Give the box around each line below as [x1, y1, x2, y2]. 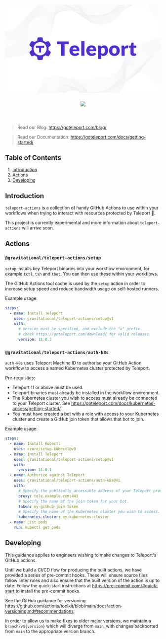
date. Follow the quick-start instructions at [5, 582, 91, 588]
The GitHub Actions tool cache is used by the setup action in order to [5, 280, 146, 286]
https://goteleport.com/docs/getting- [70, 134, 146, 140]
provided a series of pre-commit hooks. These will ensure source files [5, 572, 148, 578]
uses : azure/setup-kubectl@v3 [14, 446, 77, 451]
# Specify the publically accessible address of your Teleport [18, 488, 152, 493]
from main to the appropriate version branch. [5, 628, 96, 634]
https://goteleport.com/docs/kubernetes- [71, 400, 156, 406]
